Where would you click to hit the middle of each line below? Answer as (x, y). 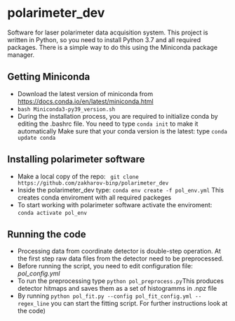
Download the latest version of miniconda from (85, 93)
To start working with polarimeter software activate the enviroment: (115, 204)
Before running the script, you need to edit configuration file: (105, 266)
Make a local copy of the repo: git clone (78, 176)
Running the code (47, 234)
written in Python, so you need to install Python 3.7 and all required (104, 39)
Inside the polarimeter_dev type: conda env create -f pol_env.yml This (121, 190)
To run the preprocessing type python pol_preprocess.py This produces (121, 281)
